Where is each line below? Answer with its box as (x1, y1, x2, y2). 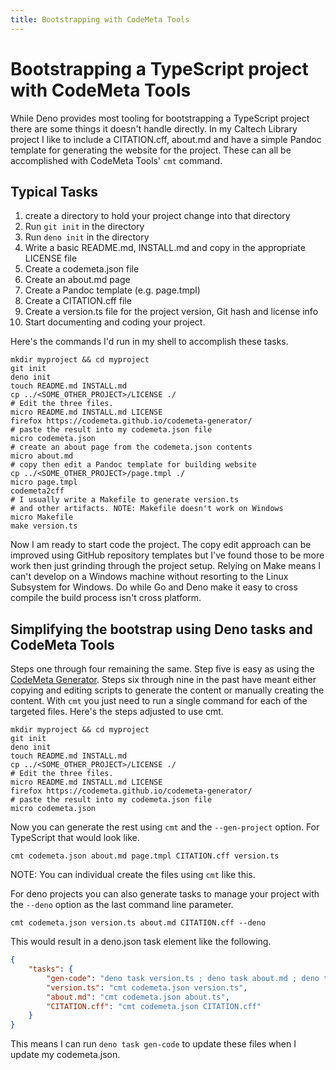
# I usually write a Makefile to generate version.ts (10, 495, 240, 505)
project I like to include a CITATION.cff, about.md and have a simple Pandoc (10, 133, 322, 145)
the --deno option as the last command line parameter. (10, 899, 234, 911)
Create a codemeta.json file (24, 263, 140, 275)
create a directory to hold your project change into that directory (24, 210, 291, 222)
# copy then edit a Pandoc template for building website (10, 460, 257, 470)
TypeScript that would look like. (10, 832, 140, 844)
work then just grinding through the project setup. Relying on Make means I (10, 560, 322, 572)
